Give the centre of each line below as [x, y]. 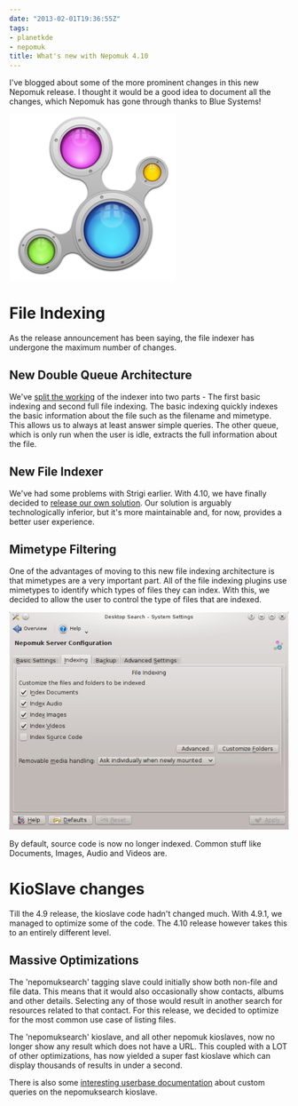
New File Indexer [56, 472]
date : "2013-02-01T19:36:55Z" [65, 19]
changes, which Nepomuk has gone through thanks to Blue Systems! [135, 101]
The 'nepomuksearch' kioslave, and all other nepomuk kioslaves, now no [142, 1037]
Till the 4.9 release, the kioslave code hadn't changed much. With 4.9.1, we [145, 913]
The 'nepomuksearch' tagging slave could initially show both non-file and [143, 982]
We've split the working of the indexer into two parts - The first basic [135, 396]
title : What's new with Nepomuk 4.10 [79, 56]
